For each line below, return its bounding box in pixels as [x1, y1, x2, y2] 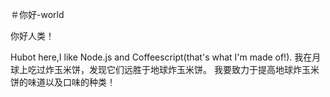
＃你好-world [10, 9, 65, 20]
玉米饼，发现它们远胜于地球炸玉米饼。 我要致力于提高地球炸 [53, 64, 302, 75]
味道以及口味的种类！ [27, 76, 116, 88]
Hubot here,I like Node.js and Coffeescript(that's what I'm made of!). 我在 [10, 51, 313, 63]
